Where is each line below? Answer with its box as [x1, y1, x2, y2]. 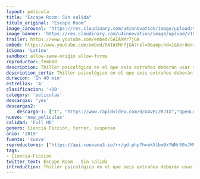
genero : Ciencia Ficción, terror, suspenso [6, 125, 116, 131]
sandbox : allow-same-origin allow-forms [6, 53, 108, 59]
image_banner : [6, 31, 42, 37]
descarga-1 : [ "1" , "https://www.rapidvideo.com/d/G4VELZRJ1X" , [17, 109, 177, 115]
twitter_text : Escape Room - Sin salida [6, 159, 108, 165]
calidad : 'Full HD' [6, 120, 55, 126]
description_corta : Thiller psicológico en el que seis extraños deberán [6, 70, 193, 76]
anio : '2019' [6, 131, 39, 137]
